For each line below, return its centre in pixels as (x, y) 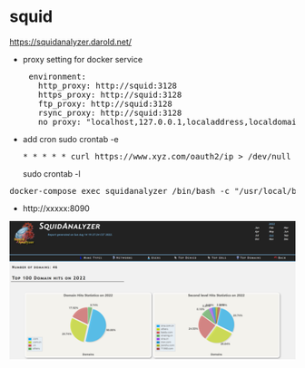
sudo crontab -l (51, 173)
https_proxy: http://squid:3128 (110, 94)
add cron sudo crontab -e (71, 139)
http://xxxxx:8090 (56, 208)
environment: (57, 76)
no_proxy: (59, 121)
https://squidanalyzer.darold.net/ (71, 42)
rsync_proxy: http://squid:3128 (110, 112)
